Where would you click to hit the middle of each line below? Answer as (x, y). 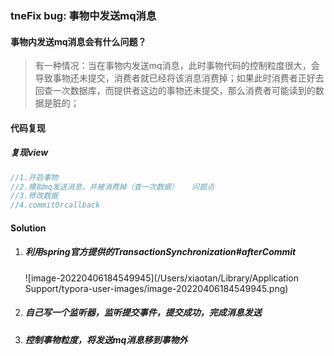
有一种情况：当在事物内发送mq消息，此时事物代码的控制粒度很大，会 (177, 66)
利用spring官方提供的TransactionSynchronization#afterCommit (160, 252)
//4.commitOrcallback (55, 205)
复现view (29, 153)
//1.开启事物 (34, 177)
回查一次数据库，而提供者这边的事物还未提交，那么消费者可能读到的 (175, 91)
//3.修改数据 (34, 196)
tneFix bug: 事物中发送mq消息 (83, 15)
